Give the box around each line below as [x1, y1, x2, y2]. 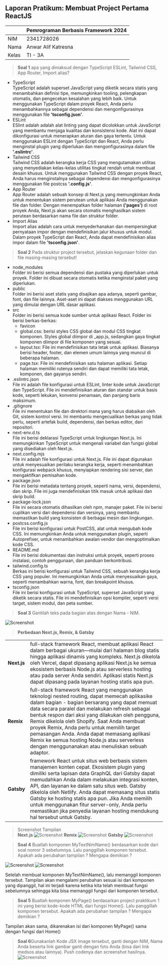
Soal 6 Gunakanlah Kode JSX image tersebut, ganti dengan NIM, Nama [17, 938, 163, 944]
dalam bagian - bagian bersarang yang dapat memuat [29, 699, 157, 706]
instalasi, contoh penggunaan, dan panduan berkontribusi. [12, 557, 133, 564]
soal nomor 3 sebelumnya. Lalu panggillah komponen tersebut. [17, 847, 147, 853]
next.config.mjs [12, 451, 45, 457]
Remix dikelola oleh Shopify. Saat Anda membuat [29, 718, 145, 725]
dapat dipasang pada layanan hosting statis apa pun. [29, 678, 154, 685]
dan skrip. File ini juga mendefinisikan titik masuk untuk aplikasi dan [12, 488, 152, 494]
